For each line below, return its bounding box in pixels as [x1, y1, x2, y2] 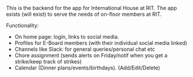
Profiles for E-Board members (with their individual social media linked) [14, 40, 188, 46]
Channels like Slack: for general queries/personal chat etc [14, 45, 155, 52]
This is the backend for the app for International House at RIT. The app [6, 5, 177, 11]
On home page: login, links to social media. [14, 33, 119, 40]
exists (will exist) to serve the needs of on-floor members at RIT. [6, 10, 162, 17]
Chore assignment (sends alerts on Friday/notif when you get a [14, 52, 168, 59]
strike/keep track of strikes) [14, 58, 82, 65]
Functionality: [6, 22, 39, 29]
